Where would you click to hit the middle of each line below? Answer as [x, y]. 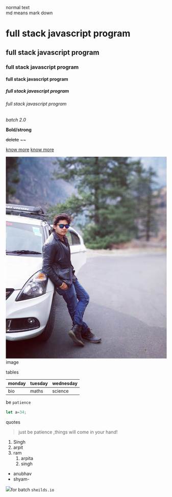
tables [13, 372]
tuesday [39, 383]
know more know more [30, 149]
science [60, 391]
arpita [27, 458]
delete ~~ [16, 139]
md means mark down [29, 13]
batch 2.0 [16, 119]
